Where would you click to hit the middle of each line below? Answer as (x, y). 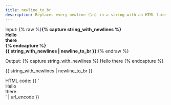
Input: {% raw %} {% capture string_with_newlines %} (63, 29)
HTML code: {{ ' (22, 81)
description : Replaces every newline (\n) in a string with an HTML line (86, 15)
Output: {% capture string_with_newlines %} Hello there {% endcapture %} (84, 61)
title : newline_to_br (28, 10)
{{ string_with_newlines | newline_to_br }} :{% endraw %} (67, 51)
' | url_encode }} (22, 97)
